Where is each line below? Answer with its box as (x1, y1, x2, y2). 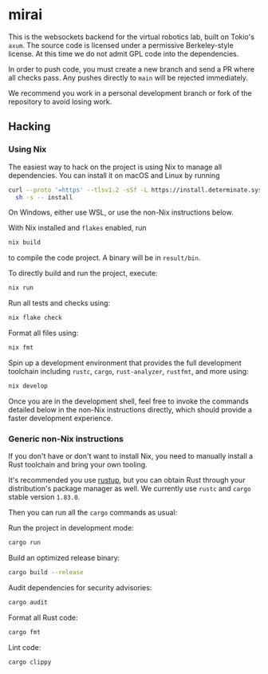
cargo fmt (8, 628, 41, 636)
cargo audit (8, 598, 48, 606)
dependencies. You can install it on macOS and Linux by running (8, 170, 220, 180)
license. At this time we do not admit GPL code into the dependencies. (8, 49, 239, 58)
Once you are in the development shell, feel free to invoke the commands (8, 396, 249, 406)
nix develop (8, 381, 48, 390)
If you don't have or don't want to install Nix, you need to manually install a (8, 451, 254, 461)
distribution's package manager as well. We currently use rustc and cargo (8, 484, 251, 494)
